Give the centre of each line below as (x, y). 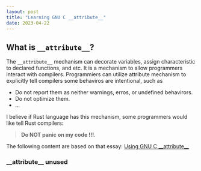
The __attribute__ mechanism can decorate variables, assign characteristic (101, 62)
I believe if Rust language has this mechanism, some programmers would (97, 117)
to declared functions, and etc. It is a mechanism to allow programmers (94, 68)
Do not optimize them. (42, 99)
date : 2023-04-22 (28, 23)
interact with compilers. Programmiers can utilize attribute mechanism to (96, 74)
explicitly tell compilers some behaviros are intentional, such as (85, 81)
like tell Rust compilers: (35, 123)
